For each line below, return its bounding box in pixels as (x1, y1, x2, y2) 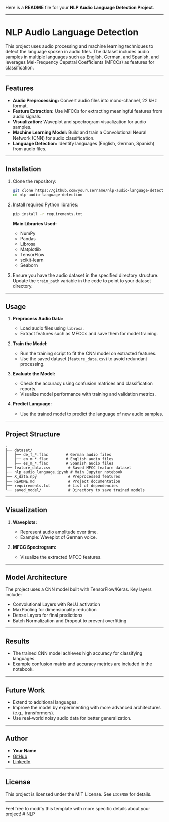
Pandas (20, 236, 36, 242)
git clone (12, 188, 34, 193)
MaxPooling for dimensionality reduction (12, 607, 97, 613)
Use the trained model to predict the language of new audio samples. (20, 410, 163, 417)
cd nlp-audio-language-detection (12, 192, 83, 198)
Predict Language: (12, 401, 52, 407)
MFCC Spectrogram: (12, 544, 57, 550)
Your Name (12, 747, 37, 753)
